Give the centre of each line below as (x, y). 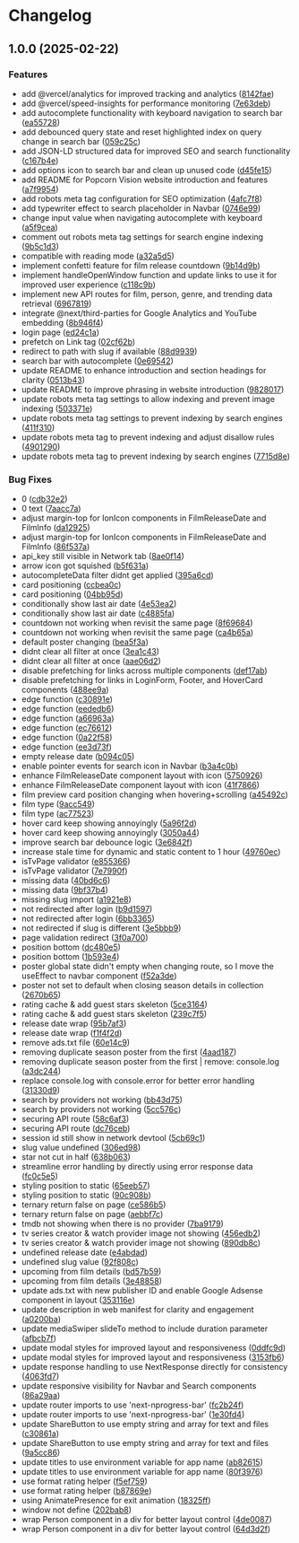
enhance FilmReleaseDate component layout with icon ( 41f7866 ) (141, 785)
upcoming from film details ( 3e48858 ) (92, 1281)
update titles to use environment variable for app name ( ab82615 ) (142, 1462)
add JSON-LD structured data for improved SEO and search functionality (156, 151)
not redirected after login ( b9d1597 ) (87, 909)
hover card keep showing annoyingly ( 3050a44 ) (111, 833)
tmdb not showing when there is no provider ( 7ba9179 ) (123, 1224)
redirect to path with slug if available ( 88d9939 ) (109, 351)
